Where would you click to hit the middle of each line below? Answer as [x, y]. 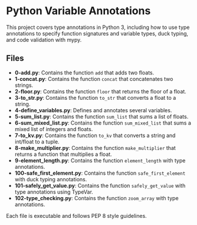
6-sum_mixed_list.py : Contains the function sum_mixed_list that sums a [103, 123]
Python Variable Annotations [78, 11]
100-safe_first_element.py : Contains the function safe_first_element [100, 173]
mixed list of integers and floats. [54, 129]
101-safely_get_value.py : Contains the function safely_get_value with [100, 185]
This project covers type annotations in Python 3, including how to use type [98, 27]
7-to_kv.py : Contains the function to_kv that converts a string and [95, 135]
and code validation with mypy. [44, 40]
